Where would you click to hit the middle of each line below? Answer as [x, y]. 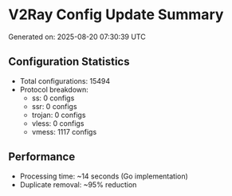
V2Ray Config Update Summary [116, 15]
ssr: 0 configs [54, 106]
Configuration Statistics [69, 62]
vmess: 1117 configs [64, 131]
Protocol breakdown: [54, 89]
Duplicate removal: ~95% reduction [78, 184]
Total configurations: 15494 [65, 80]
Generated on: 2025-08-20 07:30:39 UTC [77, 37]
